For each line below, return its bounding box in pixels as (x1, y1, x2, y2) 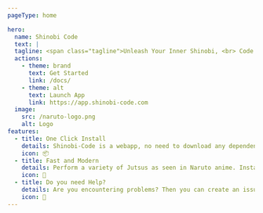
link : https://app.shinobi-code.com (27, 99, 148, 106)
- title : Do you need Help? (14, 179, 107, 186)
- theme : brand (21, 62, 71, 70)
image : (14, 106, 36, 114)
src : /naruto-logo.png (21, 113, 96, 121)
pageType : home (7, 11, 57, 20)
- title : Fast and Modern (14, 157, 100, 164)
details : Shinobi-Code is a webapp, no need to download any (21, 142, 225, 150)
